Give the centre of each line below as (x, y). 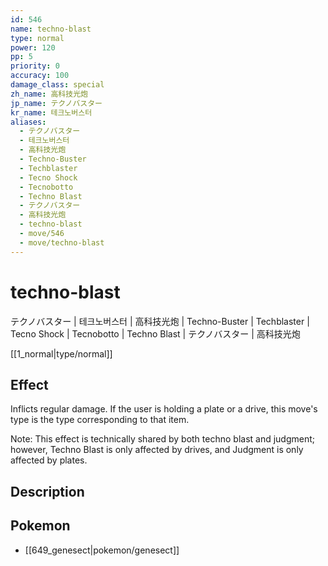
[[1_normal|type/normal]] (61, 353)
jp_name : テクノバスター (56, 103)
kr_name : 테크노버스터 (51, 112)
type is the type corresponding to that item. (100, 420)
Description (47, 491)
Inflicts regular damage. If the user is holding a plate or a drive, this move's (164, 409)
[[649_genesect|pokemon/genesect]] (102, 550)
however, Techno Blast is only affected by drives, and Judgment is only (157, 450)
